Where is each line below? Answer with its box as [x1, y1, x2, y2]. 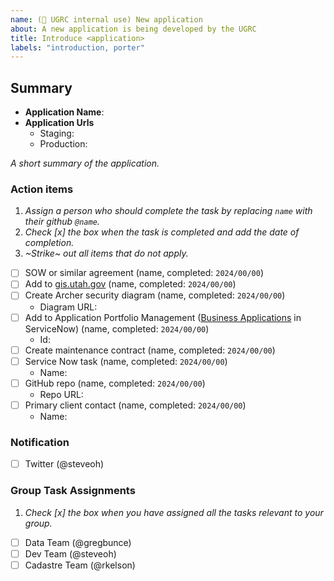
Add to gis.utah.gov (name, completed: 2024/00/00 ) [24, 278, 237, 290]
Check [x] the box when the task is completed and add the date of [24, 226, 300, 238]
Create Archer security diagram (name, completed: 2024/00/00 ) [24, 289, 286, 301]
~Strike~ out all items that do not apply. [24, 247, 189, 260]
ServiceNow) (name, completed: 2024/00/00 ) [24, 322, 210, 335]
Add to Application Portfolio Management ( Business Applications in [24, 311, 302, 323]
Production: [39, 138, 88, 150]
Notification [10, 435, 70, 449]
